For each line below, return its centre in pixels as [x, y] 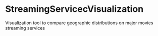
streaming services [25, 28]
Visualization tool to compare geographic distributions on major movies [79, 23]
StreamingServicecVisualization [74, 9]
